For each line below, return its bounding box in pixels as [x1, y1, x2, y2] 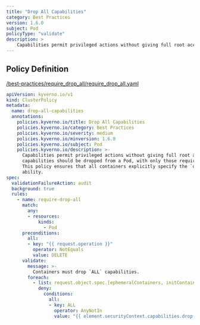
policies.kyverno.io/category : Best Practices [17, 125, 135, 131]
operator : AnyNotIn [54, 308, 102, 314]
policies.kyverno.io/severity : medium [17, 130, 113, 136]
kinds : [37, 219, 55, 225]
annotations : [11, 114, 44, 120]
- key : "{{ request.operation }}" [27, 241, 113, 247]
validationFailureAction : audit [11, 180, 92, 186]
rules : [11, 191, 28, 197]
